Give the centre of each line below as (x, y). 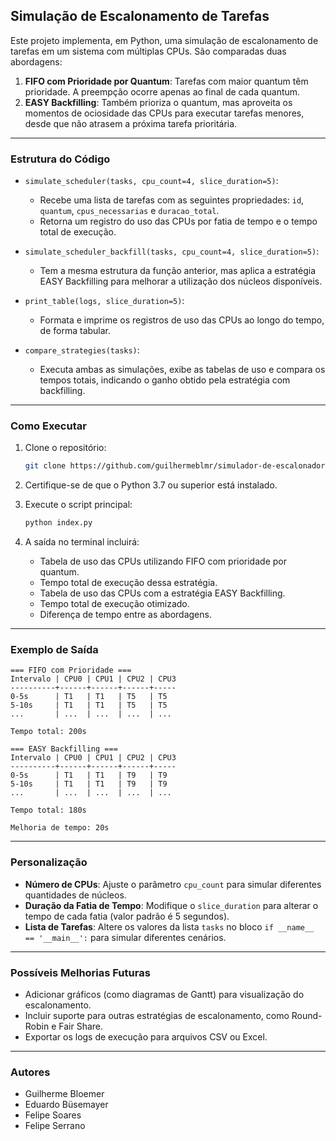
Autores (30, 1072)
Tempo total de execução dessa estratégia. (128, 583)
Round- (307, 1016)
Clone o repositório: (65, 448)
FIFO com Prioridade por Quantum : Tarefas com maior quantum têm (166, 81)
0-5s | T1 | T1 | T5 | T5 (89, 697)
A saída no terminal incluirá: (82, 542)
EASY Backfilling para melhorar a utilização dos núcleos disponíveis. (181, 281)
